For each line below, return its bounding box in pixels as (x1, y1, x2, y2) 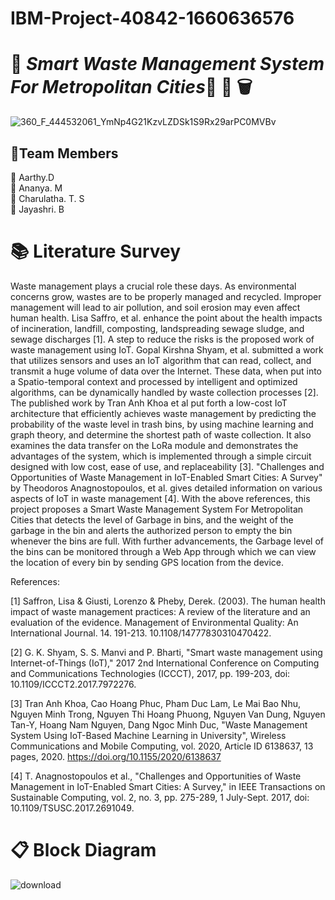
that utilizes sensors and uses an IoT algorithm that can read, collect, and (10, 354, 312, 366)
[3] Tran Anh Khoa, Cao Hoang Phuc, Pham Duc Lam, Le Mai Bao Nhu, (10, 697, 302, 709)
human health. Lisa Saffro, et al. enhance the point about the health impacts (10, 312, 323, 324)
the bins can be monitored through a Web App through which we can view (10, 545, 317, 557)
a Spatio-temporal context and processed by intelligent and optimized (10, 375, 298, 387)
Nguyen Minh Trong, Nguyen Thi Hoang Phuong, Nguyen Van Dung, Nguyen (10, 708, 326, 720)
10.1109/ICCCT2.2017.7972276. (10, 678, 137, 690)
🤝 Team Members (10, 145, 119, 162)
